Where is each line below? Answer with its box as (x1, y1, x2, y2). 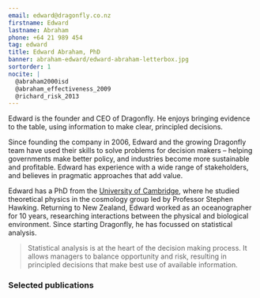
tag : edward (8, 41, 47, 49)
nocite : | (8, 70, 41, 78)
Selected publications (8, 280, 94, 291)
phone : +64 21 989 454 (8, 33, 83, 42)
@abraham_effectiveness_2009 (15, 84, 111, 93)
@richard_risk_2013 (15, 92, 80, 100)
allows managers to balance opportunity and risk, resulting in (27, 251, 227, 261)
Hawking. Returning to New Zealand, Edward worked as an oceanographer (8, 203, 252, 213)
